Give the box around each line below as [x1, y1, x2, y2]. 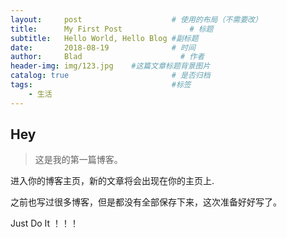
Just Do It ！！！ [10, 217, 80, 230]
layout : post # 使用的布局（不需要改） [10, 14, 263, 25]
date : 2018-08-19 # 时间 [10, 42, 196, 53]
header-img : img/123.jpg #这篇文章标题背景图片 [10, 61, 211, 71]
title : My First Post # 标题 [10, 24, 214, 34]
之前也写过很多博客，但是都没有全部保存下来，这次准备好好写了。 [10, 196, 282, 208]
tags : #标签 [10, 80, 192, 90]
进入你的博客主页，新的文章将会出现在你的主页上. [10, 175, 215, 187]
